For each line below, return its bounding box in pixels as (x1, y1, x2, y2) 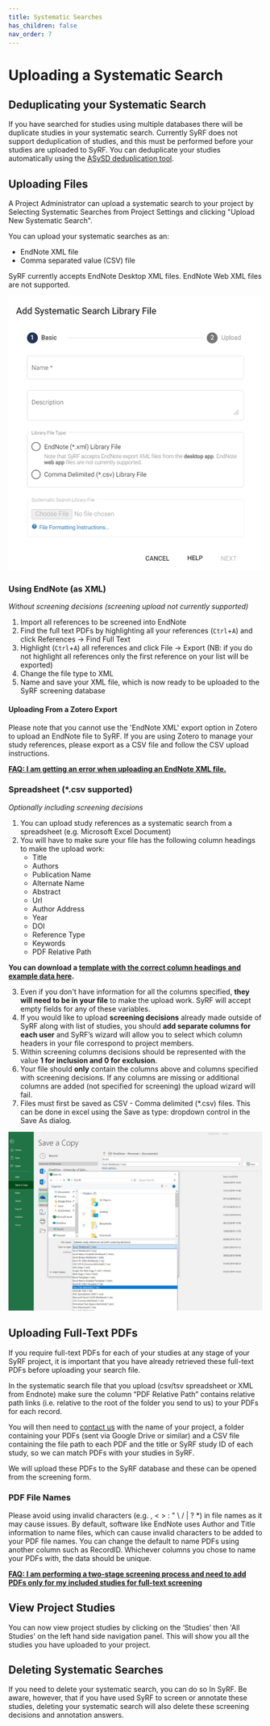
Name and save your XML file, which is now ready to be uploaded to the (19, 677, 260, 687)
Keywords (31, 938, 66, 948)
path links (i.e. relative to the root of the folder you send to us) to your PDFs (8, 1398, 260, 1408)
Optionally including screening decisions (8, 802, 143, 812)
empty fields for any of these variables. (19, 1004, 151, 1013)
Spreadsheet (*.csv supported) (8, 784, 133, 795)
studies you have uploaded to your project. (8, 1640, 151, 1649)
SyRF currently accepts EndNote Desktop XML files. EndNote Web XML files (8, 272, 262, 281)
